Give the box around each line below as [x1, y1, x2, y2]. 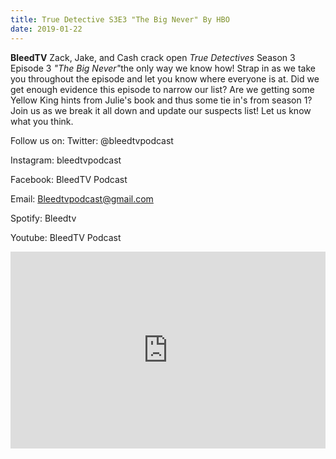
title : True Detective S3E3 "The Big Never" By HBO [10, 14, 230, 25]
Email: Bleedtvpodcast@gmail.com [10, 192, 154, 205]
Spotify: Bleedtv [10, 212, 77, 224]
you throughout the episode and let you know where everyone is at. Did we [10, 72, 320, 85]
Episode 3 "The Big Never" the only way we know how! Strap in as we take [10, 62, 316, 74]
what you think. [10, 115, 74, 127]
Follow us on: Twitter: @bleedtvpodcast [10, 134, 174, 146]
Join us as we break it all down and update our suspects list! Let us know [10, 104, 312, 116]
